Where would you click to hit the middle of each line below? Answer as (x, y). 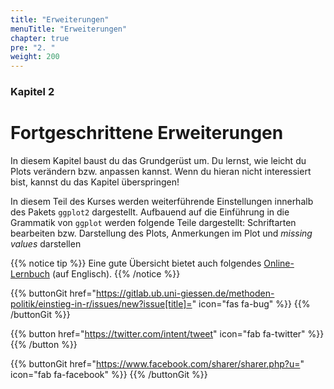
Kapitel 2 (32, 92)
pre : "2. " (33, 47)
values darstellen (46, 243)
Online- (279, 263)
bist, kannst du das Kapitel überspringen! (95, 182)
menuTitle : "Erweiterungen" (69, 29)
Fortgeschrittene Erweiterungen (147, 133)
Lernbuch (30, 273)
